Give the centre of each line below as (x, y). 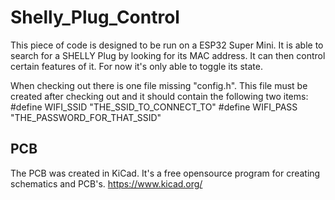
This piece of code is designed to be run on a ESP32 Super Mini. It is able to (167, 45)
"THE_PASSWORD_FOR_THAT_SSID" (86, 117)
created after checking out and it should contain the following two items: (159, 96)
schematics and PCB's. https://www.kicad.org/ (106, 183)
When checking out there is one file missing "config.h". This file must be (159, 85)
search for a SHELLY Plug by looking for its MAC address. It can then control (168, 55)
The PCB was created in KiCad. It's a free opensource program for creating (165, 173)
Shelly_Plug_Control (95, 17)
